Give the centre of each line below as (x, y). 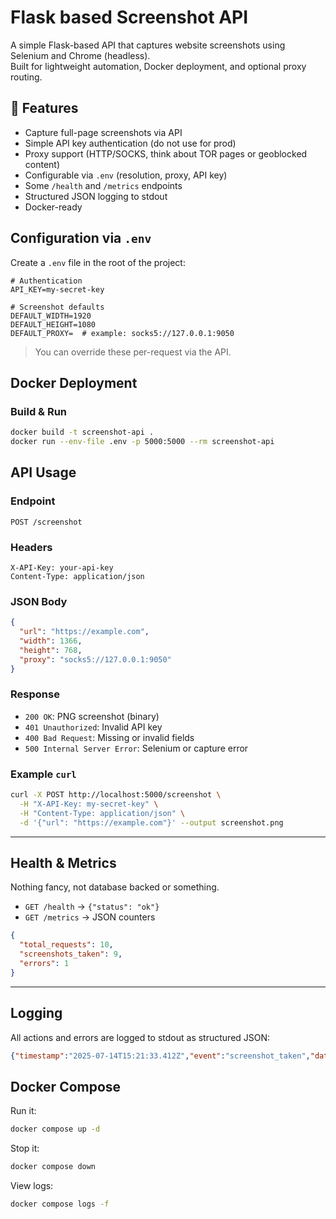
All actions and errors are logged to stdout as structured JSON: (140, 1037)
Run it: (23, 1111)
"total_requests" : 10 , (66, 945)
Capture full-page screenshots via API (103, 132)
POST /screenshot (46, 522)
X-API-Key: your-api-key (62, 567)
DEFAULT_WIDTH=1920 (51, 316)
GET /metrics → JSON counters (90, 917)
